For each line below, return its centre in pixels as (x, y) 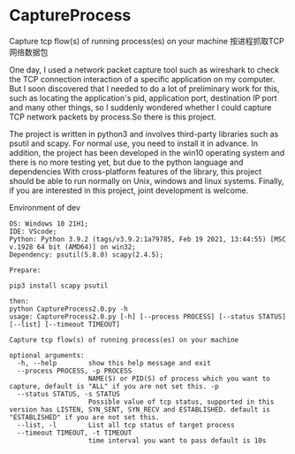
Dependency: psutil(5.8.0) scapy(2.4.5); (87, 254)
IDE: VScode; (33, 231)
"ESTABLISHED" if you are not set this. (85, 417)
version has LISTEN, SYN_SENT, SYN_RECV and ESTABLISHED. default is (140, 409)
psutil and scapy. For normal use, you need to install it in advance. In (134, 143)
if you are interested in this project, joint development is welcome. (129, 190)
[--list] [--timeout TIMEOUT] (65, 324)
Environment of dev (45, 207)
